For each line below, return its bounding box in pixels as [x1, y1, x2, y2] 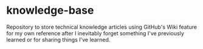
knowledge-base [6, 4, 94, 17]
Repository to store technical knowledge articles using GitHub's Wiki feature [6, 23, 198, 30]
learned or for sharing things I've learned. [6, 36, 111, 43]
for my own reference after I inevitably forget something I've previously [6, 29, 184, 36]
